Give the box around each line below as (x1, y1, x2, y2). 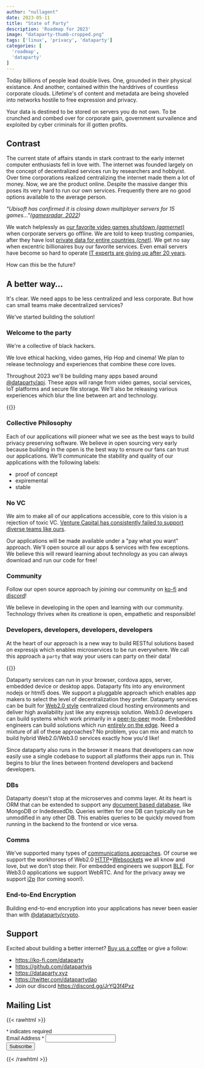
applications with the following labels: (6, 458, 100, 466)
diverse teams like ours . (6, 525, 66, 533)
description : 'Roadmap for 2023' (6, 26, 91, 32)
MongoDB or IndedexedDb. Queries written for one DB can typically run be (6, 807, 194, 815)
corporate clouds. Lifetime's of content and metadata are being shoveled (6, 90, 189, 97)
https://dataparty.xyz (15, 969, 68, 977)
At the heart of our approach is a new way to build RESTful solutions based (6, 639, 194, 646)
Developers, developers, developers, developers (6, 626, 153, 634)
